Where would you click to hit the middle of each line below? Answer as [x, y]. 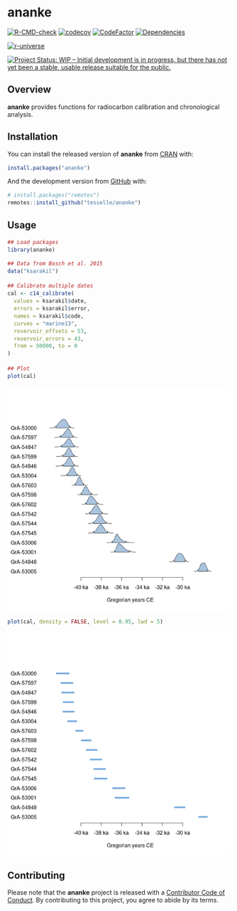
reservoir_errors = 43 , [49, 339]
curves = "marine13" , [46, 323]
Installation [33, 137]
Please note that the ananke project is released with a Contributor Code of [116, 892]
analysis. [20, 114]
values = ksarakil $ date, [50, 301]
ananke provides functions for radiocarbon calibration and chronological [114, 107]
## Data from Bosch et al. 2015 [55, 263]
